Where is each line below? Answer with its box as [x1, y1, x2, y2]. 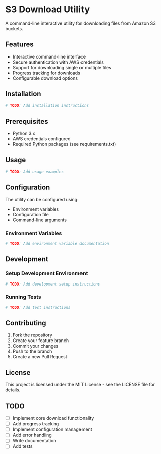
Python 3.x [12, 130, 35, 137]
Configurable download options [12, 75, 78, 81]
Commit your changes [12, 343, 59, 349]
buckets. [5, 25, 24, 31]
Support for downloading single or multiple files [12, 64, 112, 70]
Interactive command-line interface [12, 53, 86, 60]
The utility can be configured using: [5, 196, 79, 202]
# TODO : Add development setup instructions [5, 281, 100, 287]
